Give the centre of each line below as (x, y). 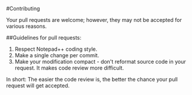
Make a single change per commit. (57, 55)
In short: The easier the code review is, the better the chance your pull (92, 79)
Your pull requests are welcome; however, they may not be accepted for (94, 20)
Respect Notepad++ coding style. (56, 49)
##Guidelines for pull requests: (44, 37)
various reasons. (27, 26)
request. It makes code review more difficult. (69, 68)
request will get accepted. (38, 86)
